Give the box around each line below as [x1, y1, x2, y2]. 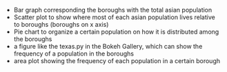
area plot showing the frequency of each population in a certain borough [13, 57, 221, 64]
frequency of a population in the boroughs [13, 49, 135, 58]
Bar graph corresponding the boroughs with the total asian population [13, 6, 213, 14]
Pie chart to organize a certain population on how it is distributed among [13, 27, 219, 36]
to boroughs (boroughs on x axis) [13, 21, 109, 28]
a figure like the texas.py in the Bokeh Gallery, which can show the [13, 43, 203, 50]
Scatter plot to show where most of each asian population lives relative [13, 13, 215, 21]
